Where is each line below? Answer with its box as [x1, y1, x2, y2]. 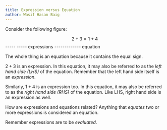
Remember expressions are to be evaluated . [5, 119, 97, 125]
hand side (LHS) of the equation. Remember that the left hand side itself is [5, 69, 160, 75]
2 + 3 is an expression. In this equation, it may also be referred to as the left [5, 63, 162, 69]
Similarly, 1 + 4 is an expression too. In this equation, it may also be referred [5, 84, 162, 90]
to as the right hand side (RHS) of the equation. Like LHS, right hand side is [5, 89, 161, 95]
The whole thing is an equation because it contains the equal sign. [5, 53, 143, 59]
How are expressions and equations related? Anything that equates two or [5, 104, 160, 110]
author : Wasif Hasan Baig [5, 12, 60, 17]
